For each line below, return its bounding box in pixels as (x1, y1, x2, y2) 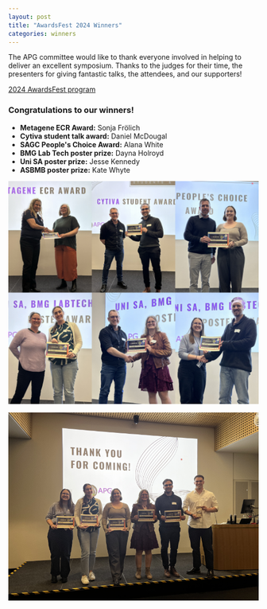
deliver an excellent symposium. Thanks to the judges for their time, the (8, 61, 243, 71)
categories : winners (8, 29, 77, 37)
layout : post (8, 13, 52, 21)
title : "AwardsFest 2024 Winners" (8, 21, 123, 29)
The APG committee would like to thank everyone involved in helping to (8, 53, 242, 62)
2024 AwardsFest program (8, 84, 96, 95)
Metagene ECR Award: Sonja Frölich (19, 123, 141, 132)
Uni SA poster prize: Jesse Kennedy (19, 156, 141, 166)
